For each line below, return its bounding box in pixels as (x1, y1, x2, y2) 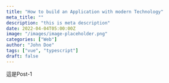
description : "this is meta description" (6, 20, 111, 26)
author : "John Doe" (6, 42, 55, 48)
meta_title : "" (6, 14, 44, 20)
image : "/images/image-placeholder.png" (6, 31, 108, 37)
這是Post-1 (6, 70, 33, 78)
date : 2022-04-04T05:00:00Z (6, 25, 76, 32)
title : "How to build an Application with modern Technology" (6, 8, 164, 15)
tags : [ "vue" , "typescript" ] (6, 48, 79, 54)
